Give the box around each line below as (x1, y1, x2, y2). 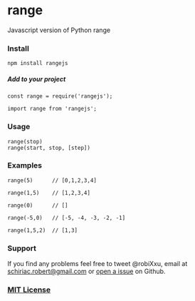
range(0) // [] (7, 202, 69, 209)
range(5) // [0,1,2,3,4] (7, 177, 97, 184)
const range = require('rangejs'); (7, 93, 113, 100)
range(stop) (7, 138, 43, 145)
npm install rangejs (7, 60, 69, 67)
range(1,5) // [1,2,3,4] (7, 189, 91, 196)
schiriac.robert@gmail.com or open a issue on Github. (7, 267, 166, 276)
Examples (7, 160, 43, 170)
